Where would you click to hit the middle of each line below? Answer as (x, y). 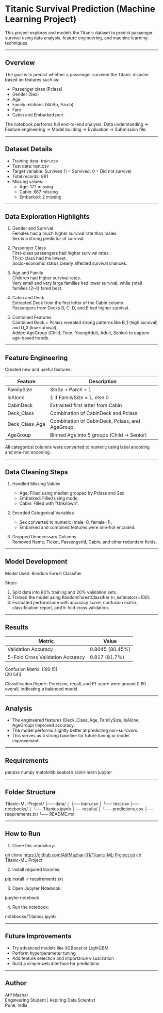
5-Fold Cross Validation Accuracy (46, 657)
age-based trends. (31, 338)
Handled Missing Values (36, 484)
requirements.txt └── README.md (40, 814)
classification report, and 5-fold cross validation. (60, 608)
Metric (46, 641)
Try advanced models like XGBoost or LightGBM (60, 948)
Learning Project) (41, 19)
